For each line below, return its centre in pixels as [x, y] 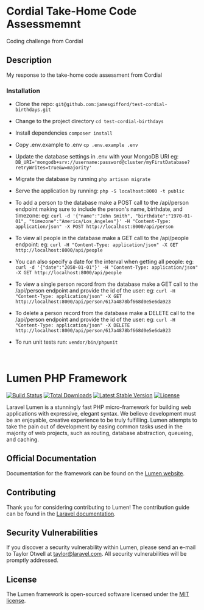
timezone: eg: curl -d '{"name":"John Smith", [74, 216]
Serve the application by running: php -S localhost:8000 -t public [100, 191]
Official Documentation [51, 459]
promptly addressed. [33, 560]
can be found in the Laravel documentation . [61, 514]
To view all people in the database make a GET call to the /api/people [102, 238]
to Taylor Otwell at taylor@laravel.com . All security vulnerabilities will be [97, 554]
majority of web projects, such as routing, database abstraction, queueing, [100, 433]
